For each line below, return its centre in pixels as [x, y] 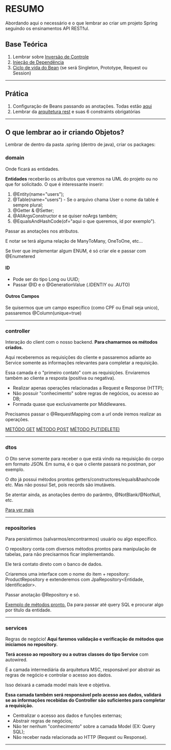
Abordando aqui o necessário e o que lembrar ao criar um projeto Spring [81, 23]
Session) [22, 73]
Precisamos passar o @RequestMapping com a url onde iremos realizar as [83, 414]
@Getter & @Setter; [33, 210]
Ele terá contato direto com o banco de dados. [54, 564]
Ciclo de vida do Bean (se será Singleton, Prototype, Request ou [80, 67]
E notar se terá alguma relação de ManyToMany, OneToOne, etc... [74, 241]
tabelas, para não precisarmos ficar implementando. [60, 554]
